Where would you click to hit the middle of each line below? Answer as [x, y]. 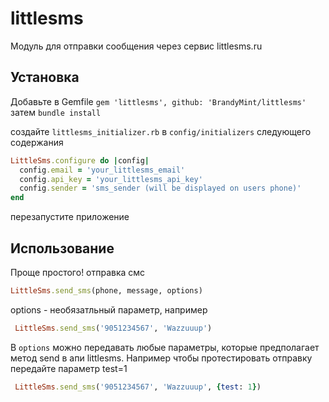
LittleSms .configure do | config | [80, 160]
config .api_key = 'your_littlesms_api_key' [111, 179]
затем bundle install [56, 112]
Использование [62, 248]
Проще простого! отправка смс [78, 272]
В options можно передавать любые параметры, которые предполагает [165, 347]
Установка [45, 77]
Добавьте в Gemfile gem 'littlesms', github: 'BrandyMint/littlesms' [158, 101]
